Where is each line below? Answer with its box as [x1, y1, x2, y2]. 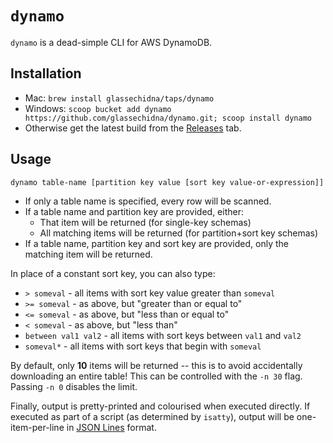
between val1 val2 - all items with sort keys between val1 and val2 [24, 329, 302, 341]
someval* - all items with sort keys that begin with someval [24, 340, 262, 352]
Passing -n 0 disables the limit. [10, 380, 138, 392]
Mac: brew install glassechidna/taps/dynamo [24, 92, 215, 104]
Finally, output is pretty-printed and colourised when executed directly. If [10, 400, 311, 412]
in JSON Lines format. [66, 421, 157, 433]
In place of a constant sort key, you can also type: [10, 267, 216, 279]
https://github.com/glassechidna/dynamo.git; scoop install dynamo [24, 113, 312, 123]
